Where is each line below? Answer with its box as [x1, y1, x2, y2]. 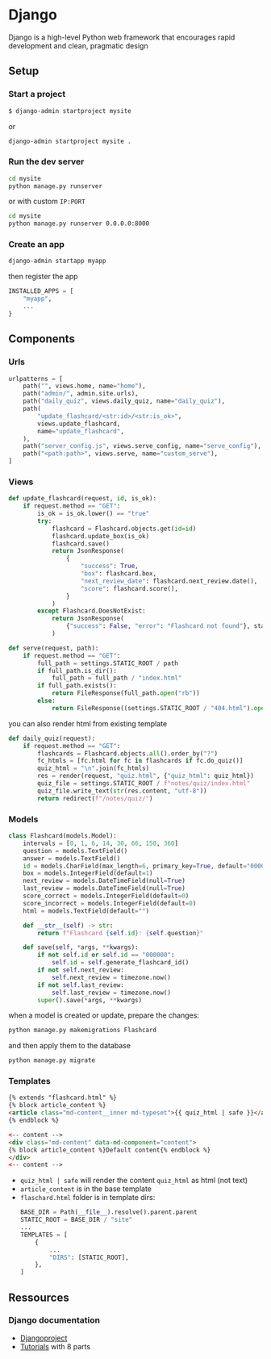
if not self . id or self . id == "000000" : [37, 951, 175, 960]
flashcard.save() [51, 539, 110, 548]
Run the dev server [8, 156, 85, 167]
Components [8, 332, 75, 346]
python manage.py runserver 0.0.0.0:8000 [8, 220, 150, 228]
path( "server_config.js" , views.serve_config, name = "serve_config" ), [23, 442, 262, 450]
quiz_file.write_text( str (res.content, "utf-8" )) [37, 787, 207, 795]
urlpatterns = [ [8, 374, 63, 383]
